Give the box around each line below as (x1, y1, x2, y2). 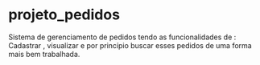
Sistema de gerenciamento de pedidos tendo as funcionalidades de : (8, 32, 237, 42)
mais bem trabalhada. (8, 49, 80, 59)
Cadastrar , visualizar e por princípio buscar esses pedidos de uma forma (8, 40, 252, 50)
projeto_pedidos (8, 6, 121, 24)
